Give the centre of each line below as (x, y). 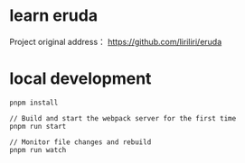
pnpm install (34, 103)
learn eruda (53, 16)
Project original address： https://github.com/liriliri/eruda (116, 41)
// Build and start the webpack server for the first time (123, 118)
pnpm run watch (38, 149)
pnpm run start (38, 126)
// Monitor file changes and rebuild (80, 142)
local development (80, 79)
